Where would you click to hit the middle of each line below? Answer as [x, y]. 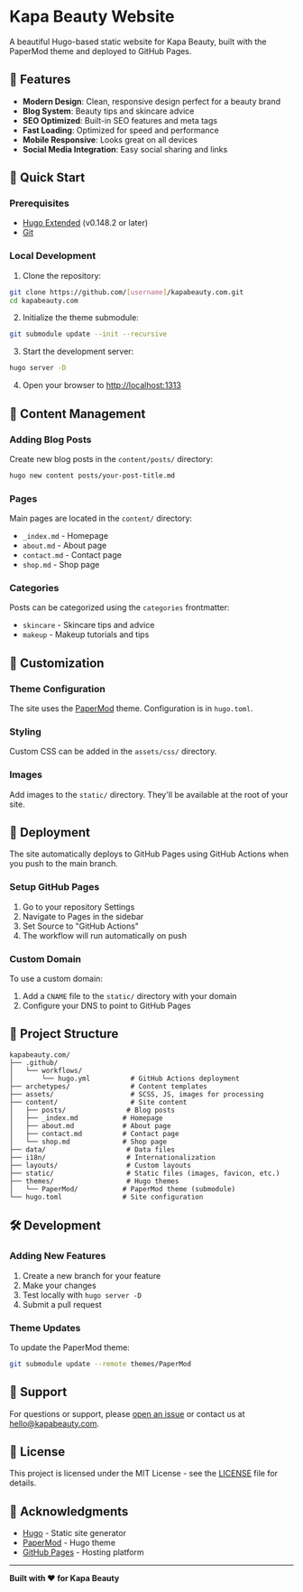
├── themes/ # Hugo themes [94, 1181]
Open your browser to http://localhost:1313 [102, 385]
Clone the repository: [62, 275]
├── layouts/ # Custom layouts [101, 1165]
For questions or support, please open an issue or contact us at [127, 1413]
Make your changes [59, 1285]
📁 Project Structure [64, 1034]
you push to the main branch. [64, 864]
